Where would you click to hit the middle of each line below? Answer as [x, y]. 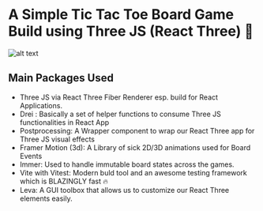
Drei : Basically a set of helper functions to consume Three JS [120, 114]
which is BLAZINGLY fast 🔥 [64, 181]
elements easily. [46, 198]
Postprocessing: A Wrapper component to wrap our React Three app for [137, 130]
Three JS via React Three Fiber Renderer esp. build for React [119, 97]
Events [31, 156]
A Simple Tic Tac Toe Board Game [121, 15]
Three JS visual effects [57, 139]
